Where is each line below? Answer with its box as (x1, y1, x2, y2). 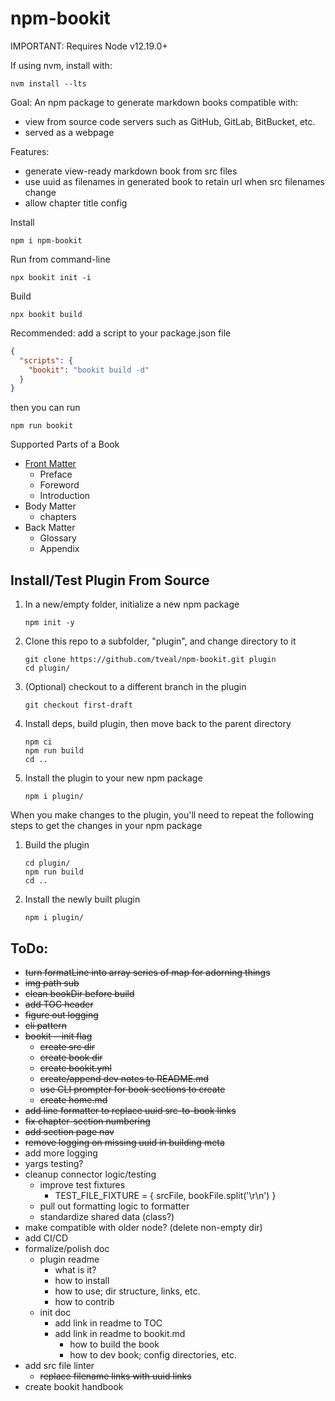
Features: (10, 145, 50, 157)
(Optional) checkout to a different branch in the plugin (24, 681, 247, 693)
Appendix (39, 543, 80, 555)
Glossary (39, 532, 77, 544)
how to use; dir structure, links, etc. (54, 1285, 201, 1297)
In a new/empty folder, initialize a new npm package (24, 598, 240, 611)
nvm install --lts (10, 78, 87, 89)
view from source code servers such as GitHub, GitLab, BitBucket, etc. (24, 115, 316, 127)
